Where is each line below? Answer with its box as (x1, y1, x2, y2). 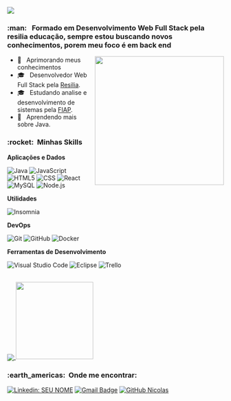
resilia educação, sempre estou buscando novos (7, 32, 173, 41)
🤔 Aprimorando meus (16, 56, 81, 65)
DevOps (7, 220, 31, 229)
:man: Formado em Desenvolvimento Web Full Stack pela (7, 23, 205, 32)
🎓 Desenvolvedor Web (16, 71, 87, 79)
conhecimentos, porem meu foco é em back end (7, 40, 172, 49)
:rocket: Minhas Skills (7, 137, 82, 147)
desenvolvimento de (16, 98, 76, 106)
